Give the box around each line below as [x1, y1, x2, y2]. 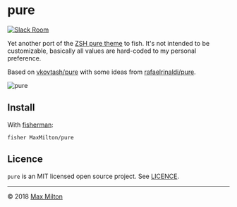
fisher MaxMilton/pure [7, 134, 74, 141]
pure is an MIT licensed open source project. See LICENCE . [7, 172, 180, 180]
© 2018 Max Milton [7, 192, 63, 201]
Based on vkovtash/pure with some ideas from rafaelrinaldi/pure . [7, 68, 196, 76]
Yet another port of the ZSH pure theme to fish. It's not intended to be [7, 39, 210, 47]
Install [7, 101, 35, 114]
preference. [7, 54, 42, 62]
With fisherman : [7, 120, 54, 129]
